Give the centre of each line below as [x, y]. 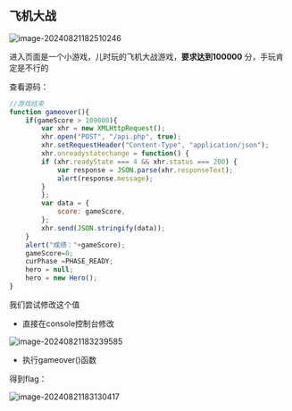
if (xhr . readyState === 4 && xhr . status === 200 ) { [140, 162]
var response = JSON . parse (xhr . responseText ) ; [145, 170]
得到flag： [28, 379]
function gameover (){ [50, 112]
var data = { [66, 204]
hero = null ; [50, 270]
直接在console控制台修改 [68, 323]
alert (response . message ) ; [105, 178]
